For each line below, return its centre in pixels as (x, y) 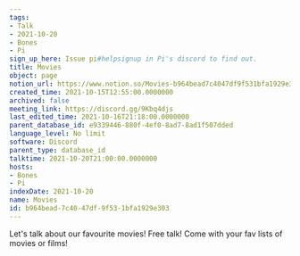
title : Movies (36, 68)
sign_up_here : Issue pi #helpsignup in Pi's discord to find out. (133, 59)
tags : (19, 17)
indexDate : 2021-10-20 (51, 192)
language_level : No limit (57, 134)
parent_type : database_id (57, 150)
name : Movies (33, 200)
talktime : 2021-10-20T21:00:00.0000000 (83, 158)
